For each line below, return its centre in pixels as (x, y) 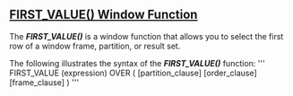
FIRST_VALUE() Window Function (103, 15)
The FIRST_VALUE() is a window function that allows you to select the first (146, 36)
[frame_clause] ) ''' (44, 82)
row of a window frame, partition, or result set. (95, 46)
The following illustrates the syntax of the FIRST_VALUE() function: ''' (138, 63)
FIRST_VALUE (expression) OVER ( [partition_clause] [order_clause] (133, 73)
